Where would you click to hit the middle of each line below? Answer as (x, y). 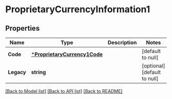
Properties (23, 28)
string (38, 72)
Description (122, 43)
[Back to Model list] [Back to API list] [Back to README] (64, 91)
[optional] (153, 66)
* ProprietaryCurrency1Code (67, 54)
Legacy (17, 72)
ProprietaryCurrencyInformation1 (78, 9)
